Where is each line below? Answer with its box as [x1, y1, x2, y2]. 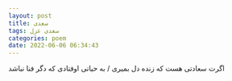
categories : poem [8, 34, 67, 43]
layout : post [8, 11, 52, 20]
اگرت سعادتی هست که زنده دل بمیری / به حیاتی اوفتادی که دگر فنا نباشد [8, 63, 226, 73]
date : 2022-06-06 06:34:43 [8, 42, 99, 50]
